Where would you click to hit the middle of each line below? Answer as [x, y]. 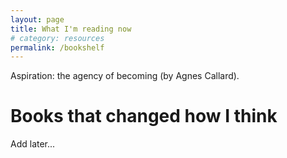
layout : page [37, 19]
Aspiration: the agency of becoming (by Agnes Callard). [125, 76]
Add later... [33, 144]
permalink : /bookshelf [57, 47]
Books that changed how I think [144, 116]
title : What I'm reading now [71, 29]
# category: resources [57, 38]
